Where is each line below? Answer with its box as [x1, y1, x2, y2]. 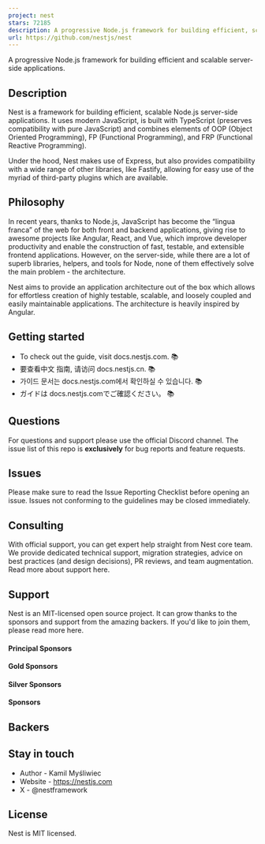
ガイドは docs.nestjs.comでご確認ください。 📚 [19, 388, 175, 398]
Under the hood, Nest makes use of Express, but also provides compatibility [8, 156, 256, 166]
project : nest [8, 11, 55, 20]
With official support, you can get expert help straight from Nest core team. [8, 540, 253, 549]
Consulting [8, 518, 65, 532]
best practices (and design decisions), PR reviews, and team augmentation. [8, 557, 254, 566]
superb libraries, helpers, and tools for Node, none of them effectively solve [8, 258, 255, 268]
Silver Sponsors [8, 679, 62, 689]
